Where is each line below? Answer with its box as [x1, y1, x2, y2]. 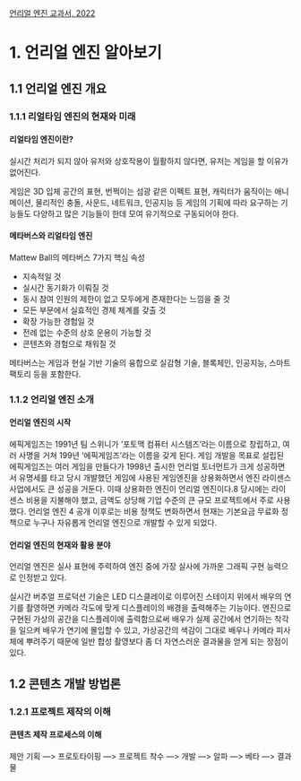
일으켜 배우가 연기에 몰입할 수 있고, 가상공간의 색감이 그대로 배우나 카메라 [18, 625, 275, 636]
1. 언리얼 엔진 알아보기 [9, 43, 163, 63]
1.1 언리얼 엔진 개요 [9, 81, 107, 96]
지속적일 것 [21, 271, 62, 282]
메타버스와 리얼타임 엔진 [9, 230, 93, 241]
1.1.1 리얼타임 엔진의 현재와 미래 [9, 110, 136, 123]
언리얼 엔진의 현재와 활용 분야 [9, 539, 111, 550]
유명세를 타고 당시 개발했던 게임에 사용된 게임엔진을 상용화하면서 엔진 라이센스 [18, 473, 292, 483]
